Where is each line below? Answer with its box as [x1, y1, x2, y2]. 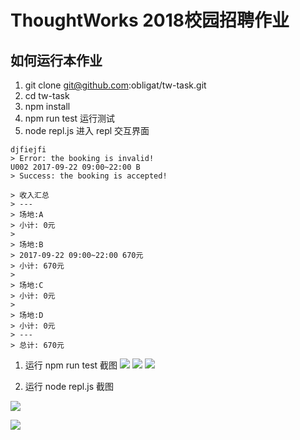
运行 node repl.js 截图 [24, 381, 114, 392]
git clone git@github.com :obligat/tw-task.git [24, 79, 207, 91]
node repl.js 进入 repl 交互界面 [24, 125, 150, 136]
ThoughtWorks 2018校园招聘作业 [10, 9, 290, 32]
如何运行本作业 [10, 52, 103, 69]
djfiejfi [10, 145, 47, 155]
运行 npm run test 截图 [24, 359, 118, 371]
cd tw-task [24, 90, 70, 101]
